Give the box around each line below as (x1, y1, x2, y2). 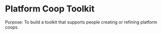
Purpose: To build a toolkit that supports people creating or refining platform (5, 19, 158, 25)
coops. (5, 24, 19, 30)
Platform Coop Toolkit (5, 3, 95, 14)
